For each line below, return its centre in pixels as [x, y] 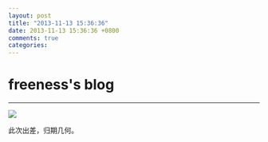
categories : [28, 45]
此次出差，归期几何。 [43, 130]
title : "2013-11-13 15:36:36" [59, 23]
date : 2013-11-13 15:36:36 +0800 [64, 30]
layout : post [30, 16]
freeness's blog [61, 85]
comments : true [33, 38]
